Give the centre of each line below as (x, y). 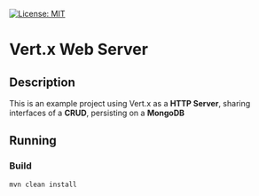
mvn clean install (43, 184)
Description (42, 82)
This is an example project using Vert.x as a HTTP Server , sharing (130, 103)
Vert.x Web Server (79, 50)
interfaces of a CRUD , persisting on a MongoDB (97, 113)
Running (33, 141)
